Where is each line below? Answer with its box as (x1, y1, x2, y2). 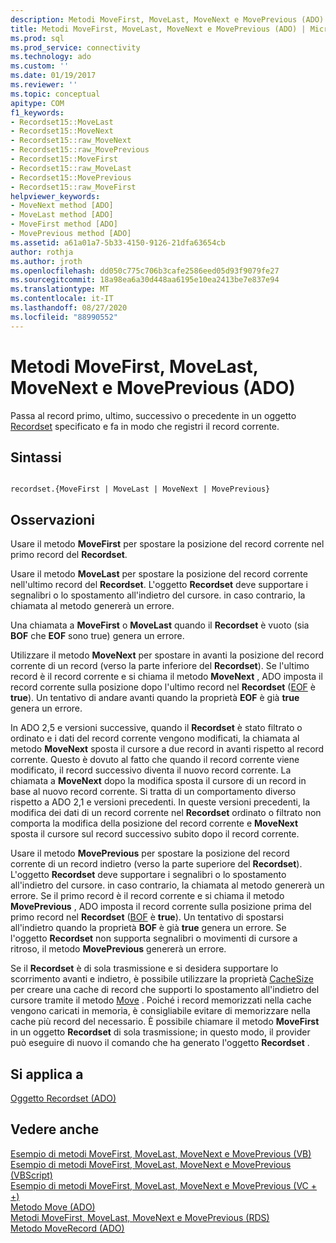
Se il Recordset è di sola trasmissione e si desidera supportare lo (10, 962, 279, 975)
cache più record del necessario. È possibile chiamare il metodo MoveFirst (10, 1016, 320, 1028)
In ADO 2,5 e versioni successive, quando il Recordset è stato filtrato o (10, 722, 303, 734)
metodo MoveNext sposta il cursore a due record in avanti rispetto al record (10, 743, 325, 755)
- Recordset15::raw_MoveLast (10, 163, 132, 173)
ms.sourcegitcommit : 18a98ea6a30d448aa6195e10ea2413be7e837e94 (10, 275, 280, 285)
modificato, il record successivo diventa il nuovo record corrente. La (10, 764, 292, 776)
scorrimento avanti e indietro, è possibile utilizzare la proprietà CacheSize (10, 973, 314, 985)
